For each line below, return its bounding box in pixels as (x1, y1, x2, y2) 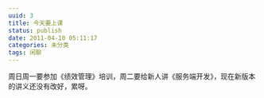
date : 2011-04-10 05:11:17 (8, 33, 98, 42)
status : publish (8, 26, 62, 34)
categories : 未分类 (8, 41, 69, 49)
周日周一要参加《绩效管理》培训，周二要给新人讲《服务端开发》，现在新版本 (8, 72, 256, 80)
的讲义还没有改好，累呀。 (8, 81, 92, 91)
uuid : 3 (8, 11, 34, 20)
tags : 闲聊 (8, 49, 42, 57)
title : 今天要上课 (8, 19, 64, 27)
